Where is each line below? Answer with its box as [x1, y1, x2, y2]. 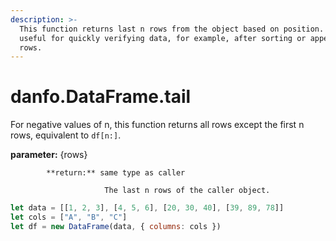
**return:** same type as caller [46, 168, 186, 178]
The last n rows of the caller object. [104, 186, 271, 196]
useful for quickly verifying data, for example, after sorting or [19, 33, 307, 43]
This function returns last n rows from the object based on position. [19, 24, 325, 34]
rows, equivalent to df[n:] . [10, 129, 122, 141]
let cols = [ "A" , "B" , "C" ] [10, 212, 128, 223]
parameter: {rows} [10, 149, 88, 161]
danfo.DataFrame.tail [10, 86, 192, 108]
